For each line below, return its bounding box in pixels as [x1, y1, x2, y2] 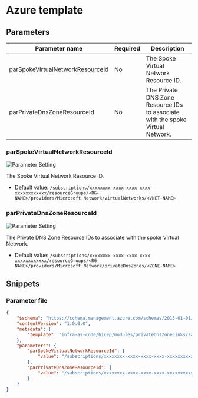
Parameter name [35, 45, 83, 52]
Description [150, 45, 184, 52]
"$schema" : [16, 316, 44, 321]
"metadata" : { [16, 326, 51, 332]
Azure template [6, 4, 84, 17]
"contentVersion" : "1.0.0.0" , [16, 321, 91, 327]
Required [114, 45, 140, 52]
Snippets [6, 278, 40, 288]
